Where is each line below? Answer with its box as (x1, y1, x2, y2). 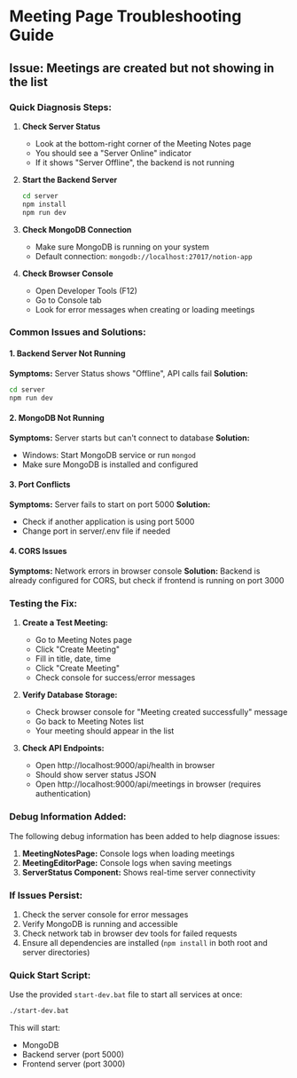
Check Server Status (21, 121, 100, 131)
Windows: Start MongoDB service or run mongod (21, 449, 197, 460)
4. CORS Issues (9, 546, 67, 557)
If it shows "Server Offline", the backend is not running (35, 157, 235, 168)
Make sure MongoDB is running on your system (35, 242, 210, 252)
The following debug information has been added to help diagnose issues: (9, 830, 281, 841)
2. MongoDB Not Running (9, 412, 105, 423)
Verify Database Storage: (21, 690, 118, 701)
